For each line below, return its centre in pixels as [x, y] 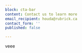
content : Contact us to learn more [41, 14]
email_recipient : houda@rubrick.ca [41, 19]
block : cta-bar [20, 10]
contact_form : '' [23, 23]
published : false [23, 28]
